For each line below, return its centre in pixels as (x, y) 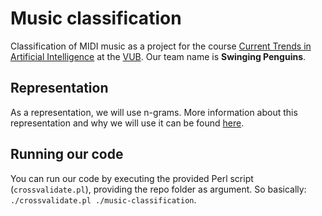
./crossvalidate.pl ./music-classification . (103, 199)
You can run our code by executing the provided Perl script (132, 178)
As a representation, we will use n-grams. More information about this (154, 112)
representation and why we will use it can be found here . (127, 123)
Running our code (67, 154)
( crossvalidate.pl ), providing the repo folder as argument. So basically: (158, 189)
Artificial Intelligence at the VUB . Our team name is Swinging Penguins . (158, 56)
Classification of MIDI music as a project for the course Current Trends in (161, 46)
